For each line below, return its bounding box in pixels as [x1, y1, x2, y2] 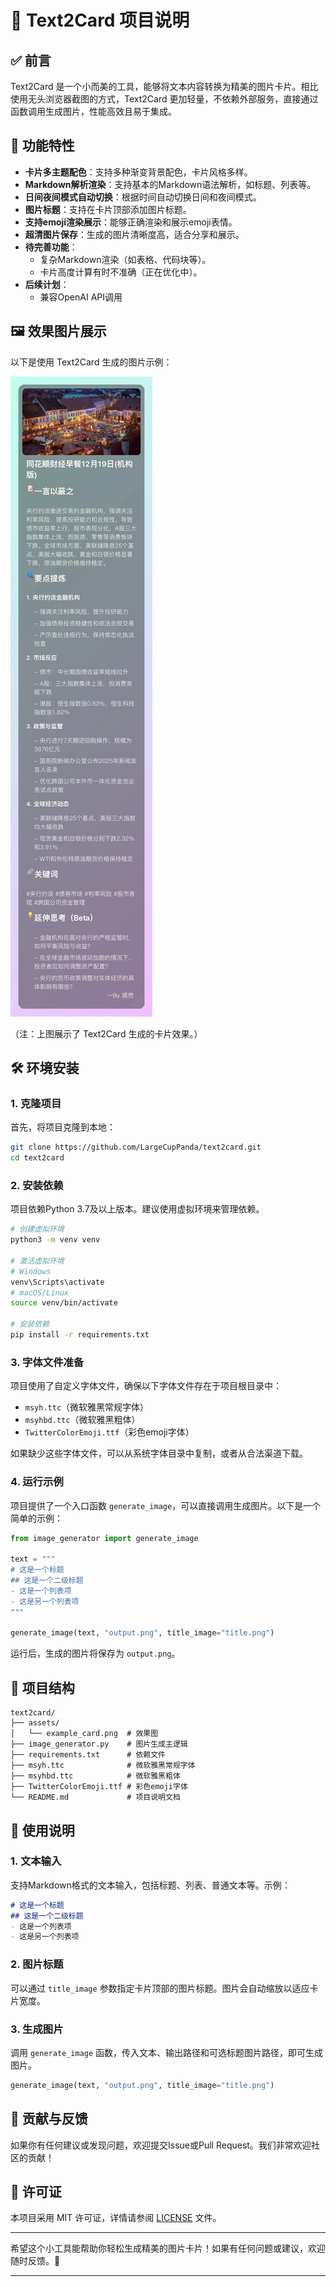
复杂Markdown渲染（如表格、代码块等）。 [39, 253, 212, 265]
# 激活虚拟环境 [10, 1256, 65, 1266]
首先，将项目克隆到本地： [10, 1121, 116, 1133]
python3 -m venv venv [10, 1235, 101, 1245]
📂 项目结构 [10, 1679, 75, 1696]
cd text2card [10, 1153, 65, 1163]
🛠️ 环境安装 [10, 1060, 80, 1077]
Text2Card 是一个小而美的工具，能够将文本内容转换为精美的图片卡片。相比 [10, 81, 319, 92]
